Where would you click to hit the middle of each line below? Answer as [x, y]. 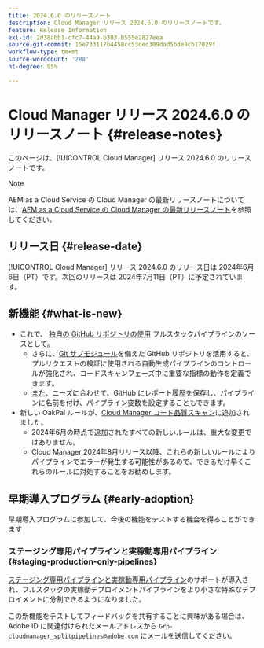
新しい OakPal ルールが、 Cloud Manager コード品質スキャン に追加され [134, 413]
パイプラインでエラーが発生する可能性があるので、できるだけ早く [138, 462]
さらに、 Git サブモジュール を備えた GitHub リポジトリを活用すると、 [142, 354]
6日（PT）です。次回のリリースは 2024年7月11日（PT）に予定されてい [123, 277]
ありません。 [59, 442]
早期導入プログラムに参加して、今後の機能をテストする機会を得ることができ [132, 519]
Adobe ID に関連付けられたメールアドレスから [83, 626]
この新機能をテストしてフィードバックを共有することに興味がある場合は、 [128, 616]
